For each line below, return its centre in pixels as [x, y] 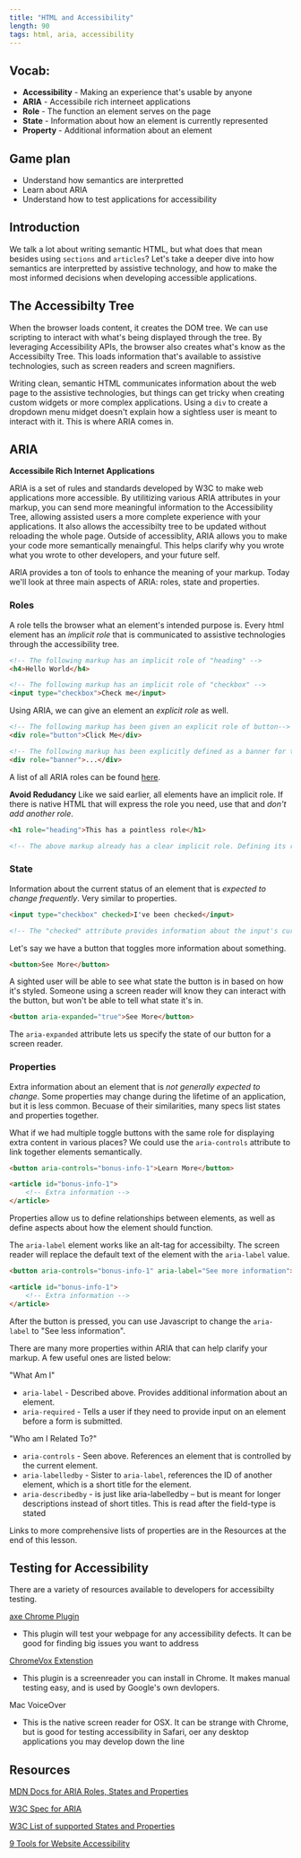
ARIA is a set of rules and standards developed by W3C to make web [137, 488]
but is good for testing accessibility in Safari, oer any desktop [135, 1732]
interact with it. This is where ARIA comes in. [92, 421]
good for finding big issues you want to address [111, 1643]
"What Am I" [32, 1375]
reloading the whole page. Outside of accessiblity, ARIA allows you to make [148, 536]
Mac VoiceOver [38, 1705]
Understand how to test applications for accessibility [120, 199]
